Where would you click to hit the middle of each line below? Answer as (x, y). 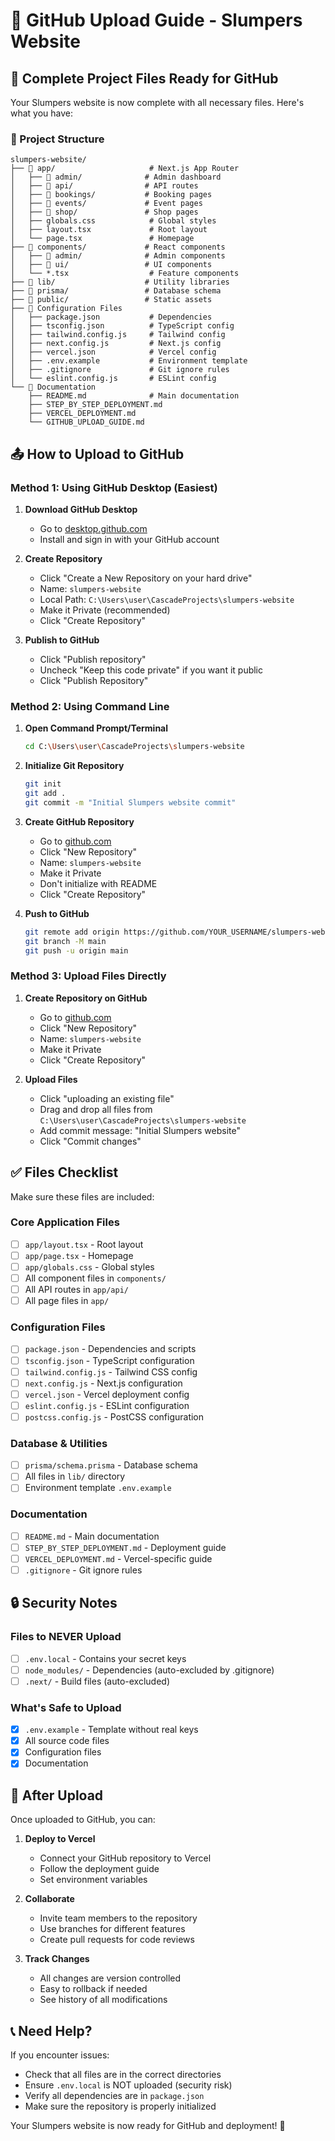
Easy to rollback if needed (93, 1989)
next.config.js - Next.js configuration (103, 1383)
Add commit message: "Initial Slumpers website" (140, 1130)
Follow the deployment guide (99, 1869)
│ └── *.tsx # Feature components (125, 274)
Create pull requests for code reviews (117, 1940)
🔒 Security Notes (64, 1603)
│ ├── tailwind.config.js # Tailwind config (118, 335)
